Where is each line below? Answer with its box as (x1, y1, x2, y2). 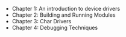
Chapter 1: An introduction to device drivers (11, 5, 121, 12)
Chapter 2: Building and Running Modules (11, 11, 116, 18)
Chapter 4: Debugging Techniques (11, 24, 98, 31)
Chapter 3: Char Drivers (11, 18, 72, 24)
